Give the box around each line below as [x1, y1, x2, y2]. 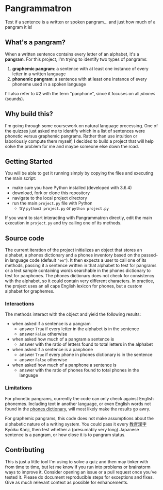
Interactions [5, 301, 34, 307]
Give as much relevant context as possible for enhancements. [5, 479, 129, 485]
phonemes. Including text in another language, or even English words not [5, 401, 151, 406]
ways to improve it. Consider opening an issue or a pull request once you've [5, 469, 157, 475]
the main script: [5, 175, 36, 181]
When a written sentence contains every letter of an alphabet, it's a [5, 51, 139, 57]
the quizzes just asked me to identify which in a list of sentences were [5, 128, 146, 134]
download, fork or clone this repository [12, 190, 90, 196]
